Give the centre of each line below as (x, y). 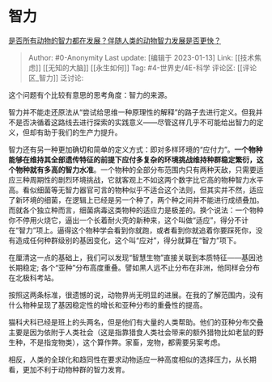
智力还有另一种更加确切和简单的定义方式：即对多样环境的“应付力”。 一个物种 (136, 149)
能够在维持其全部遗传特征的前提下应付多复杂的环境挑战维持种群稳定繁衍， (132, 159)
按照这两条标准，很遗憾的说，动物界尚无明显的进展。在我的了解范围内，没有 (136, 295)
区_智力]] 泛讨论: (56, 78)
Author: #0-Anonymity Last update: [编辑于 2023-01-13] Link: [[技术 (141, 57)
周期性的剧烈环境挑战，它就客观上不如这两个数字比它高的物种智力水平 (147, 179)
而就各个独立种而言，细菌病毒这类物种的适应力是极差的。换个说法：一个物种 (136, 210)
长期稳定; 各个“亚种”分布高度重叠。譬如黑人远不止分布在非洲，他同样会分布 (134, 267)
